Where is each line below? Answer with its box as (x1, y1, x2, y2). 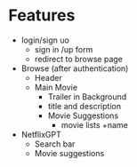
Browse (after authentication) (20, 63, 129, 74)
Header (34, 72, 63, 83)
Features (8, 5, 76, 26)
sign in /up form (34, 44, 93, 54)
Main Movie (34, 82, 77, 92)
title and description (47, 100, 122, 111)
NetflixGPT (20, 129, 61, 139)
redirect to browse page (34, 53, 124, 64)
